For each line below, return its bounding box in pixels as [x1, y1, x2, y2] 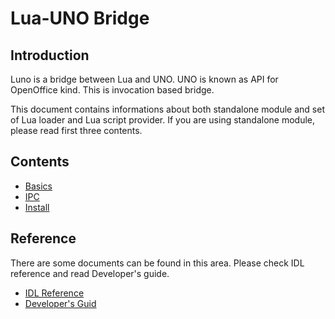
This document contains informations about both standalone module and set [10, 103, 325, 115]
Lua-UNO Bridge [10, 7, 150, 30]
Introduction [10, 47, 90, 64]
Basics [24, 180, 53, 192]
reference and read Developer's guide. [10, 267, 170, 279]
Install [24, 201, 50, 213]
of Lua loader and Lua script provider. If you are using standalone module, [10, 114, 316, 126]
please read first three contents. [10, 125, 143, 136]
